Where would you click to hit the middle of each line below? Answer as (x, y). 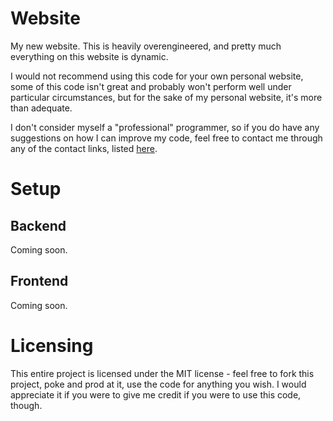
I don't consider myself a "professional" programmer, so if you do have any (165, 127)
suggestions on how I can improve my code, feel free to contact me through (166, 138)
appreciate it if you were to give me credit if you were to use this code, (156, 394)
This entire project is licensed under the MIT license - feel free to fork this (162, 373)
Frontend (39, 281)
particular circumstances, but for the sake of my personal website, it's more (166, 97)
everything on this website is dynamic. (89, 56)
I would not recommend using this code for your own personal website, (157, 76)
